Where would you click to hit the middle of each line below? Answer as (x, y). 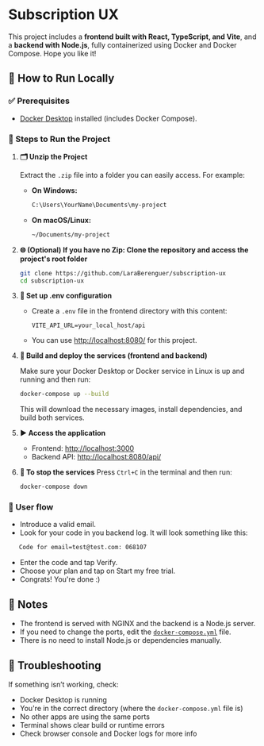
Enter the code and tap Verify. (69, 563)
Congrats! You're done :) (60, 579)
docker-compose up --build (64, 394)
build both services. (52, 417)
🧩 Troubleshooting (55, 665)
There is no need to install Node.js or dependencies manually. (121, 640)
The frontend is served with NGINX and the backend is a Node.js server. (138, 624)
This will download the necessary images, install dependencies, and (131, 410)
